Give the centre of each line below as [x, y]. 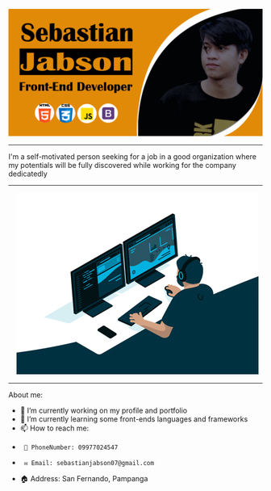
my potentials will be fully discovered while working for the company [122, 165]
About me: [25, 395]
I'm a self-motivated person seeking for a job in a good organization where [132, 157]
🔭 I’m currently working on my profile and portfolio [104, 410]
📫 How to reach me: [54, 428]
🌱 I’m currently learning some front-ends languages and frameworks [134, 419]
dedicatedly [28, 174]
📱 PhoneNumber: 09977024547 [71, 447]
